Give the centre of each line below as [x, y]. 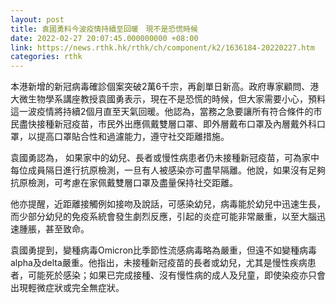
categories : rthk [46, 57]
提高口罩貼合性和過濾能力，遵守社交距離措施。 [133, 137]
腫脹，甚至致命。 [54, 229]
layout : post [37, 19]
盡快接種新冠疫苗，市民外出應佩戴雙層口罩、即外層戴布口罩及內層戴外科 [167, 124]
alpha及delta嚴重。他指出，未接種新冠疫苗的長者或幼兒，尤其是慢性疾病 [159, 263]
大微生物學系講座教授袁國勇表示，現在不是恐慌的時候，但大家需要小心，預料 [168, 99]
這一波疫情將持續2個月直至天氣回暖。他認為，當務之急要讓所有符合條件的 [162, 112]
